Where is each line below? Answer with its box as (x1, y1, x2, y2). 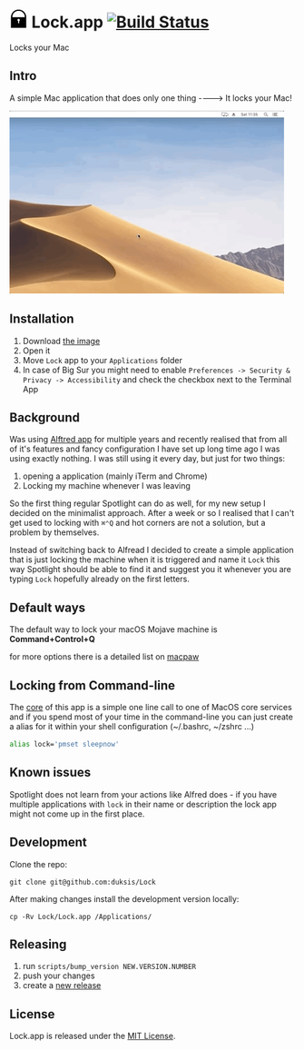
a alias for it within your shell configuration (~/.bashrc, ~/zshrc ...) (9, 721, 255, 731)
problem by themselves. (9, 527, 100, 538)
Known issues (9, 765, 92, 780)
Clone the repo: (9, 858, 68, 869)
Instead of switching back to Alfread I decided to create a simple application (9, 545, 294, 556)
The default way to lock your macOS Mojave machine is (9, 624, 218, 635)
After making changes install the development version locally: (9, 893, 240, 904)
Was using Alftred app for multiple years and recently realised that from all (9, 434, 288, 445)
